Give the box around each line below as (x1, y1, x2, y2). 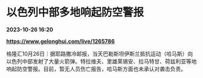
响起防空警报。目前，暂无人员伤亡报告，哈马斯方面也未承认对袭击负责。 (6, 65, 186, 73)
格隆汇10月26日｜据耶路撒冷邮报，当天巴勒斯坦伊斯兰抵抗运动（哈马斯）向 (6, 50, 193, 57)
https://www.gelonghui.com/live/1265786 (6, 37, 115, 45)
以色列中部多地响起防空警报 (6, 5, 144, 19)
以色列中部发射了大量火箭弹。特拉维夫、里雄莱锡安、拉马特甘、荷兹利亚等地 (6, 57, 197, 65)
